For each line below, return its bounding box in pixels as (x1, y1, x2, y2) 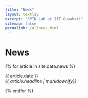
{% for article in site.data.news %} (5, 63, 76, 69)
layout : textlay (5, 12, 39, 17)
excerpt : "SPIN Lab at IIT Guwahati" (5, 16, 84, 21)
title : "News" (5, 7, 35, 12)
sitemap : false (5, 21, 37, 26)
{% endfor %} (5, 88, 34, 94)
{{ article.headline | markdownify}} (5, 78, 77, 84)
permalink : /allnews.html (5, 26, 59, 31)
